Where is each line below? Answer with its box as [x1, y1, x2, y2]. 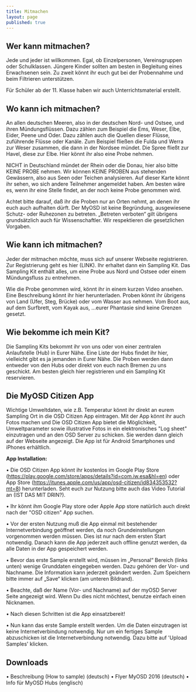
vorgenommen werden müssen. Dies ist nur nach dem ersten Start [6, 533, 166, 540]
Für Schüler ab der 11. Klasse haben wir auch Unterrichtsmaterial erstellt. [6, 87, 181, 94]
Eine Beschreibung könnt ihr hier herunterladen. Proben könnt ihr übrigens [6, 291, 185, 299]
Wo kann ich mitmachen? [6, 104, 101, 114]
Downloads [6, 657, 49, 667]
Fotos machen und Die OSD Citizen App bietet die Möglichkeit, [6, 419, 157, 426]
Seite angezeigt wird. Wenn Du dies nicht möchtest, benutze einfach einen [6, 593, 186, 600]
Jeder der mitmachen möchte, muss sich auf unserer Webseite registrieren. [6, 255, 188, 263]
